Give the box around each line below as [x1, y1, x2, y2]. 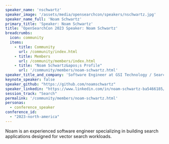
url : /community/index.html [18, 49, 78, 54]
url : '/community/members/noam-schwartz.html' [18, 68, 118, 73]
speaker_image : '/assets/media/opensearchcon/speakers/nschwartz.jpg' [5, 12, 156, 17]
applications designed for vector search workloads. [5, 133, 112, 139]
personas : [5, 100, 26, 105]
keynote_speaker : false [5, 77, 55, 82]
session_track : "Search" [5, 91, 57, 96]
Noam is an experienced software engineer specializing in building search [5, 128, 158, 134]
